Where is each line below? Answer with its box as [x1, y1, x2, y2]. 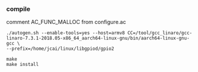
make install [6, 62, 39, 68]
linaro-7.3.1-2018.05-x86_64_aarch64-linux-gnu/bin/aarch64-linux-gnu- [6, 35, 190, 41]
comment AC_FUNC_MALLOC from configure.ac [6, 19, 126, 26]
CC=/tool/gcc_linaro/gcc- [127, 30, 193, 36]
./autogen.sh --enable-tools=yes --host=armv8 [6, 30, 125, 36]
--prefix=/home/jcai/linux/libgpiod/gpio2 [6, 46, 114, 52]
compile [6, 5, 31, 13]
